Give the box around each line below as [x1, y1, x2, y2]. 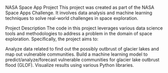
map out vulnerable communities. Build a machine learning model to [5, 51, 148, 57]
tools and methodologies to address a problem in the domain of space [5, 31, 153, 36]
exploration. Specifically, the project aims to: [5, 36, 99, 42]
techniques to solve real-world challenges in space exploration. [5, 15, 138, 21]
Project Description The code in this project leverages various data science [5, 25, 163, 31]
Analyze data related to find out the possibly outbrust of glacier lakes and [5, 46, 159, 52]
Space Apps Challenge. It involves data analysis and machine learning [5, 10, 153, 16]
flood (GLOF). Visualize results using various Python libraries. [5, 62, 134, 68]
